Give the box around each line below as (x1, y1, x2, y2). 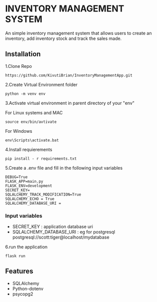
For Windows (5, 128, 32, 134)
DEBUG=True (5, 174, 28, 180)
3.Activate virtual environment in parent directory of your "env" (5, 100, 135, 106)
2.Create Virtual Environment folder (5, 81, 78, 87)
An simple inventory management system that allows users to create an (5, 30, 152, 36)
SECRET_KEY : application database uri (12, 224, 93, 230)
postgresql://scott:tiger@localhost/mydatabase (12, 234, 110, 240)
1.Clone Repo (5, 63, 32, 69)
